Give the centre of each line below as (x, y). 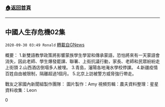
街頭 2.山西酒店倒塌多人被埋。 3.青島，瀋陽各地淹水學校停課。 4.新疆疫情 (83, 68)
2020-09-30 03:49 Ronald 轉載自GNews (45, 45)
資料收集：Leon (21, 90)
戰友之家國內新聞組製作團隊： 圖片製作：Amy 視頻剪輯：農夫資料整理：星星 (82, 84)
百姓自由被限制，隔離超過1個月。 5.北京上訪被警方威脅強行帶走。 (71, 74)
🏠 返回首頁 (18, 7)
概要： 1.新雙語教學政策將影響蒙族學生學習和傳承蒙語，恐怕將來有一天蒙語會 (82, 55)
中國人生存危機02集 (35, 32)
